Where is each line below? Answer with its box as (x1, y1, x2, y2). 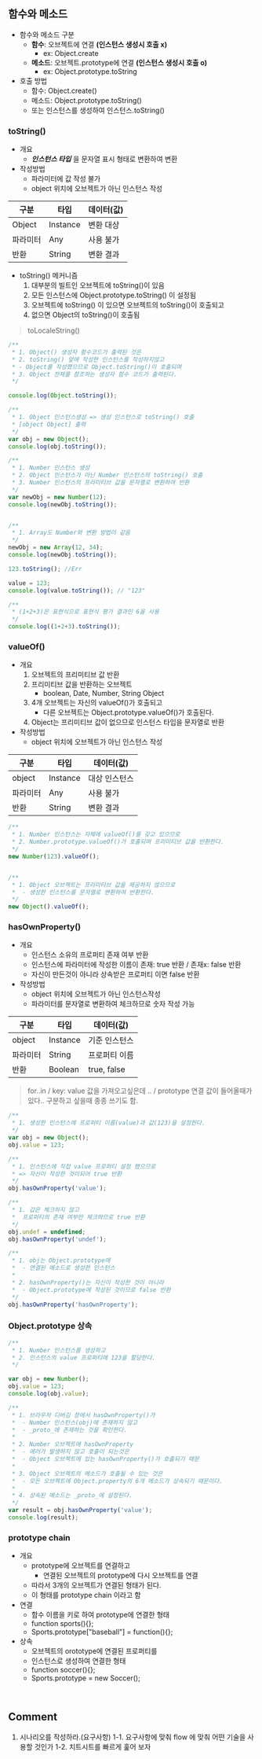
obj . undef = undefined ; (8, 1227, 86, 1236)
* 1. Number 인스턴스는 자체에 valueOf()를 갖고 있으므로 (11, 830, 180, 839)
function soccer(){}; (31, 1665, 96, 1675)
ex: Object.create (42, 48, 100, 57)
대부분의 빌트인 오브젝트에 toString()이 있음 (31, 281, 165, 290)
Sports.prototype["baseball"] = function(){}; (31, 1627, 173, 1637)
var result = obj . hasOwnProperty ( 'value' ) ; (8, 1507, 153, 1514)
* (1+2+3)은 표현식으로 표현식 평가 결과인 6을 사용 (11, 608, 159, 616)
